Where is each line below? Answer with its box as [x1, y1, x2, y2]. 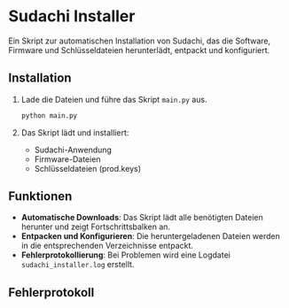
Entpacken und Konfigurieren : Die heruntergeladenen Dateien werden [20, 231, 280, 242]
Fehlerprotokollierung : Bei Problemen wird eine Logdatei [20, 250, 231, 260]
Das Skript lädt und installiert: [20, 127, 129, 138]
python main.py [20, 111, 78, 120]
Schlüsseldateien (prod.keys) [34, 163, 141, 173]
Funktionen [8, 189, 73, 204]
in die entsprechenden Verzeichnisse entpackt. [20, 241, 194, 251]
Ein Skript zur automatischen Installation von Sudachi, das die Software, [8, 35, 271, 46]
